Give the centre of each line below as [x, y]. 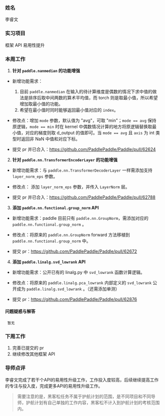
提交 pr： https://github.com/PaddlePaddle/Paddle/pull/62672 [75, 251]
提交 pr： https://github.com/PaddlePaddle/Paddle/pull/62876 [75, 299]
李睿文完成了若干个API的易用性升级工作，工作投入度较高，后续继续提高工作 [82, 380]
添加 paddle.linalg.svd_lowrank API [49, 262]
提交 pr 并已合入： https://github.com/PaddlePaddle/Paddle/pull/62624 [84, 149]
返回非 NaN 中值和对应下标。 [50, 139]
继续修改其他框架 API [34, 354]
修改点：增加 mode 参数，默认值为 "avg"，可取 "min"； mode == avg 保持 [84, 120]
